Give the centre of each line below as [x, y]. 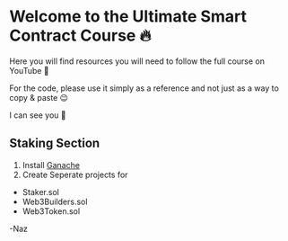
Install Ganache [51, 165]
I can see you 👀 [38, 115]
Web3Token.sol [51, 211]
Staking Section [55, 143]
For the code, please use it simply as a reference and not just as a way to [144, 88]
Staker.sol [41, 192]
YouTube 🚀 [29, 70]
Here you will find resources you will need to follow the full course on [137, 61]
